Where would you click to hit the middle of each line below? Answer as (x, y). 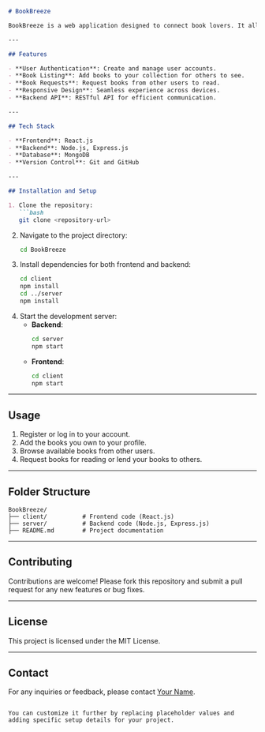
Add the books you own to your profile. (83, 443)
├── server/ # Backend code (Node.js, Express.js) (109, 524)
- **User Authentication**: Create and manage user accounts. (112, 68)
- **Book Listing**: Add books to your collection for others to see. (127, 76)
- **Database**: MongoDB (49, 155)
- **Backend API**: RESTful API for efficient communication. (112, 98)
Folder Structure (49, 492)
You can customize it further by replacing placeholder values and (121, 713)
